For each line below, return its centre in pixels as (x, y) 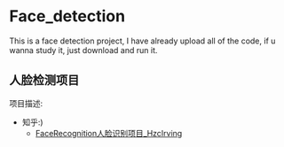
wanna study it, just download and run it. (83, 50)
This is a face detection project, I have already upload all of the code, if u (142, 41)
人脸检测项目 (44, 80)
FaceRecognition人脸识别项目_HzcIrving (109, 133)
